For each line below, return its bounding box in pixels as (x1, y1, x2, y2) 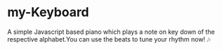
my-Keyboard (7, 4, 89, 20)
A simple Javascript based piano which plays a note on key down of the (7, 27, 216, 36)
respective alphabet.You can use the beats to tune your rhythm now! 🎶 (7, 35, 211, 43)
